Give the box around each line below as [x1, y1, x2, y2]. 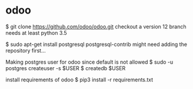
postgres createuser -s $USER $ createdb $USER [5, 64, 126, 71]
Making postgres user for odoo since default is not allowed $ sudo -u [5, 58, 174, 65]
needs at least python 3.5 [5, 29, 67, 36]
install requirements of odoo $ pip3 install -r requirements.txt [5, 76, 154, 83]
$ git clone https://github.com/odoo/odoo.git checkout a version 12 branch [5, 23, 187, 30]
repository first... [5, 47, 46, 54]
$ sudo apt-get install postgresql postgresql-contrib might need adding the [5, 41, 188, 48]
